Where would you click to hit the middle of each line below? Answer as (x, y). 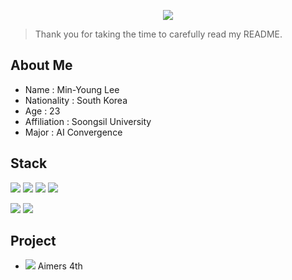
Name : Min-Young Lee (72, 89)
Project (33, 241)
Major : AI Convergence (73, 132)
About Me (41, 65)
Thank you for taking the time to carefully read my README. (158, 34)
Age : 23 (42, 111)
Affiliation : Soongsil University (88, 121)
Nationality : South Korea (76, 100)
